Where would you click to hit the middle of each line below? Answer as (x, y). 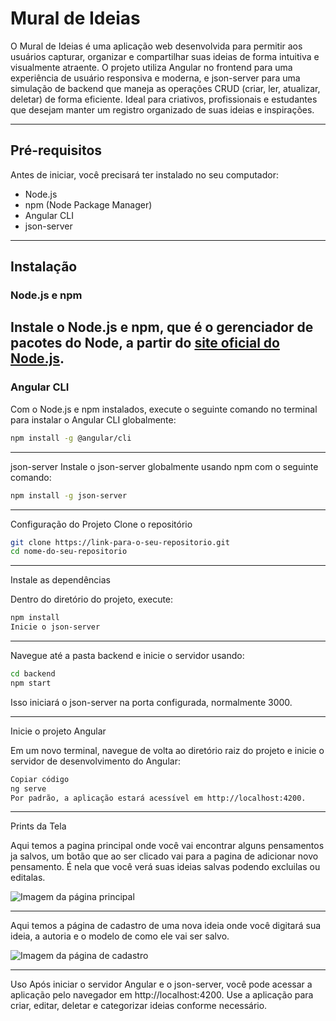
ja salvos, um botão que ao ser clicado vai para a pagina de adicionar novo (164, 856)
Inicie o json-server (55, 627)
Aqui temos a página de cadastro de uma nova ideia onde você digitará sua (166, 926)
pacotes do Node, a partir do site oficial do (145, 343)
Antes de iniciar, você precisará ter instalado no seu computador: (144, 174)
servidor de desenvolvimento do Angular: (95, 761)
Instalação (44, 267)
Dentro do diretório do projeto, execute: (92, 599)
